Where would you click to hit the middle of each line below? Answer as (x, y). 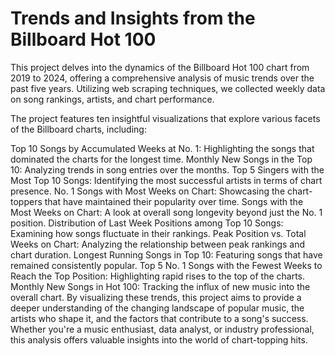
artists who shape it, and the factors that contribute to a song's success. (159, 318)
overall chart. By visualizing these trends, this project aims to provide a (156, 297)
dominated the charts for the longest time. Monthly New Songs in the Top (161, 159)
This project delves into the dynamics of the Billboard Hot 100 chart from (160, 67)
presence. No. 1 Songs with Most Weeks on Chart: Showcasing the (148, 191)
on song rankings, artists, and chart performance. (112, 99)
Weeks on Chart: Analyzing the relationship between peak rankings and (158, 244)
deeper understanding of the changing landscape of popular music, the (157, 308)
